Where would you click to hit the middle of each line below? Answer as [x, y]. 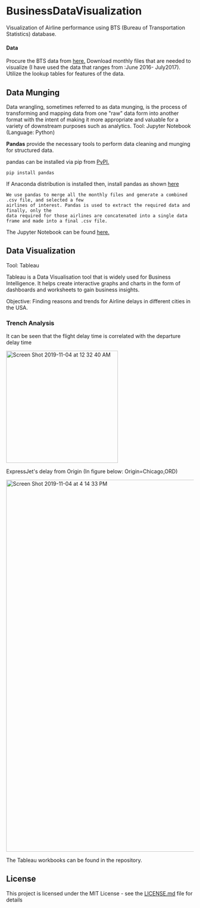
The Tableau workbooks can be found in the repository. [74, 860]
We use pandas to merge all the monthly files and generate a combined [97, 195]
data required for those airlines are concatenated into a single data [97, 216]
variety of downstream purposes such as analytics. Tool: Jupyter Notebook [99, 126]
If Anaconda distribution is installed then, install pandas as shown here [93, 184]
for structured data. [30, 150]
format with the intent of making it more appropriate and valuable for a [92, 119]
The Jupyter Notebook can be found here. [58, 232]
